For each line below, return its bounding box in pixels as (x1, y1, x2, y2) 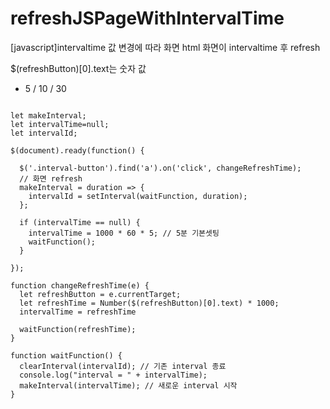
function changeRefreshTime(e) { (10, 280, 150, 291)
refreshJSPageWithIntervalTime (10, 7, 285, 30)
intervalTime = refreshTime (19, 307, 137, 317)
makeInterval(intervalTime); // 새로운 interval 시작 (19, 380, 238, 391)
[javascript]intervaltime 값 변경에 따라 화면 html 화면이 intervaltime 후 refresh (10, 41, 321, 53)
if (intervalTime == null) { (19, 217, 141, 227)
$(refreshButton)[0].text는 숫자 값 (10, 62, 147, 74)
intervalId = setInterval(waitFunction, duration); (28, 191, 248, 201)
